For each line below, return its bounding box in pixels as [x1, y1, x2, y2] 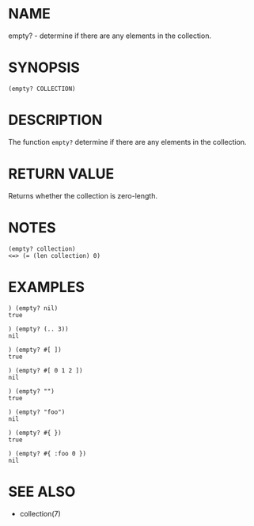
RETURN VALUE [8, 165, 115, 183]
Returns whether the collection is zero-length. [8, 191, 158, 200]
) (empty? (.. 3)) [8, 325, 69, 333]
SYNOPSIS [8, 59, 81, 77]
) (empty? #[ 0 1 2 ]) [8, 366, 83, 374]
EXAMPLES [8, 278, 85, 296]
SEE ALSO [8, 482, 76, 501]
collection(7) [19, 509, 61, 518]
